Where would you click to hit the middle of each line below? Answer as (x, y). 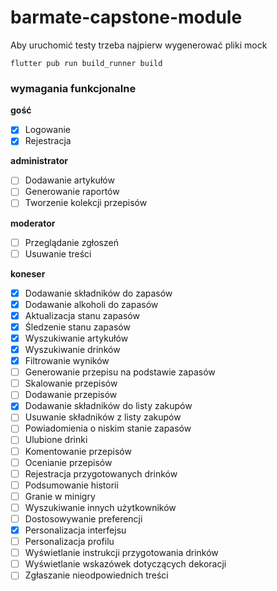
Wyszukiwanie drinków (72, 349)
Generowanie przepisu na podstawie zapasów (120, 372)
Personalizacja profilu (69, 542)
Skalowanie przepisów (71, 383)
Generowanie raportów (72, 192)
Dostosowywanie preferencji (83, 518)
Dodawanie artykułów (69, 180)
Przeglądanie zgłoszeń (71, 242)
